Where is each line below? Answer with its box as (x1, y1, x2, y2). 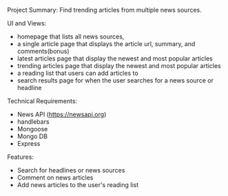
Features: (7, 153, 34, 161)
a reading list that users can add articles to (17, 69, 139, 77)
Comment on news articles (17, 173, 94, 182)
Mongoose (17, 125, 48, 133)
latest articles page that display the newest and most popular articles (17, 54, 214, 63)
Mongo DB (17, 132, 48, 140)
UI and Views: (7, 19, 47, 27)
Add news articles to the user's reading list (17, 181, 139, 188)
